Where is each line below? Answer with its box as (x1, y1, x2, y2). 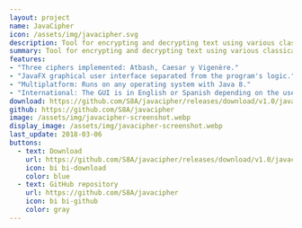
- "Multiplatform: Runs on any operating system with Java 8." (9, 80, 252, 89)
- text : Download (17, 146, 83, 155)
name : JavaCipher (9, 22, 75, 31)
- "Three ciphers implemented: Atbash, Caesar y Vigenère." (9, 64, 240, 73)
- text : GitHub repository (17, 180, 119, 189)
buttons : (9, 138, 42, 147)
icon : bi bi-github (25, 197, 99, 206)
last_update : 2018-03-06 (9, 130, 102, 139)
